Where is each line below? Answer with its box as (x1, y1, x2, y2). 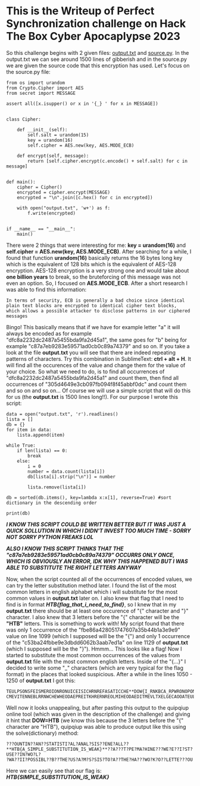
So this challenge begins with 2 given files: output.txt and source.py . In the (6, 49, 189, 56)
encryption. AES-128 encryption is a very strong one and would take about (6, 267, 189, 274)
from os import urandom (6, 79, 65, 86)
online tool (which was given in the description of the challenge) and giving (6, 710, 190, 717)
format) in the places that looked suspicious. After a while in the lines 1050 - (6, 670, 192, 677)
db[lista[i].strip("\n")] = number (27, 474, 116, 479)
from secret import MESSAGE (6, 90, 76, 96)
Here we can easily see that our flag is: (6, 767, 102, 774)
